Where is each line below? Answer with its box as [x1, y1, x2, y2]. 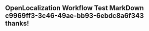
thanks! [5, 19, 30, 28]
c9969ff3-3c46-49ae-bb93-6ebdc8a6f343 [5, 12, 144, 20]
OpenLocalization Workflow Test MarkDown [5, 4, 144, 12]
